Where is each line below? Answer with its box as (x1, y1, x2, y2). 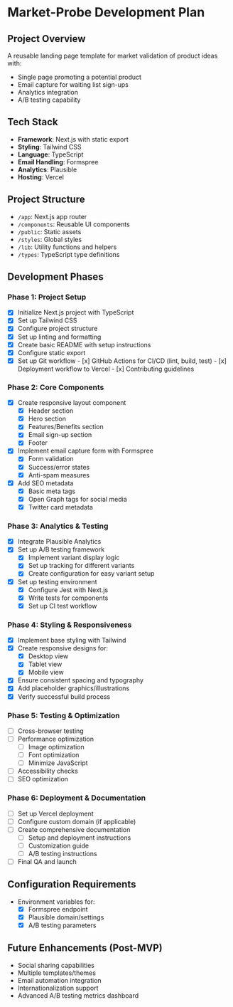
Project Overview (7, 33, 86, 45)
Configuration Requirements (7, 878, 136, 890)
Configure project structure (17, 325, 98, 333)
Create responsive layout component (17, 399, 126, 407)
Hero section (28, 414, 66, 423)
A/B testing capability (17, 95, 81, 104)
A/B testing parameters (28, 921, 97, 929)
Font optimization (28, 751, 80, 759)
